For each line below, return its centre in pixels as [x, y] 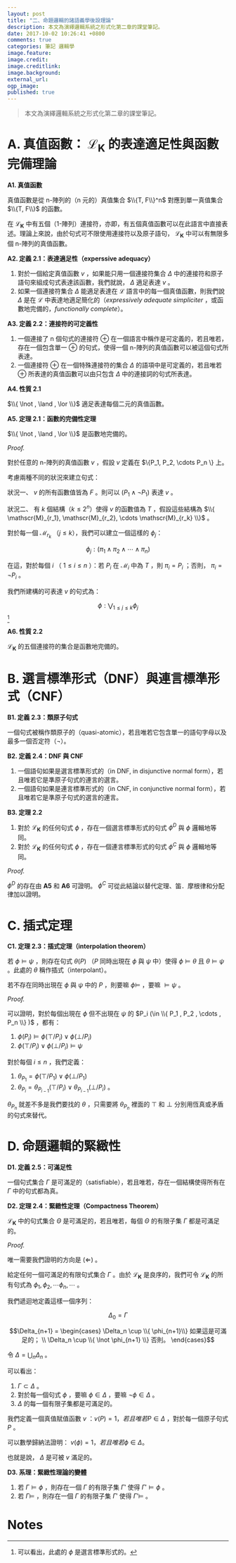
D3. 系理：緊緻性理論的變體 [47, 1472]
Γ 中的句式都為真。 [35, 1191]
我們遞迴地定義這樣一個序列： [50, 1301]
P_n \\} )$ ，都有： [34, 1023]
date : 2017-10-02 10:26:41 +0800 [56, 33]
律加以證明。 [26, 895]
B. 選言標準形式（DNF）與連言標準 [107, 679]
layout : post [26, 14]
